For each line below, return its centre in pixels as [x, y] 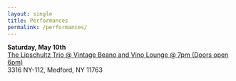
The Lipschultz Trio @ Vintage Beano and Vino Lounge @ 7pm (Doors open [118, 55]
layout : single [30, 14]
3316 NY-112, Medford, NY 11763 [55, 70]
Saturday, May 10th [37, 48]
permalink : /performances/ [47, 27]
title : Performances [38, 21]
